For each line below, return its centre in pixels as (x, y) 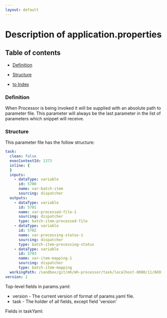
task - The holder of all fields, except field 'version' (65, 301)
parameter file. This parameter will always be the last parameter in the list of (83, 113)
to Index (21, 84)
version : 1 (16, 277)
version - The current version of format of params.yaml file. (73, 296)
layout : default (22, 10)
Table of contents (33, 53)
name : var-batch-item (41, 189)
